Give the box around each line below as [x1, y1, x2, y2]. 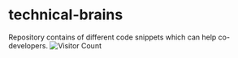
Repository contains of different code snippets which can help [8, 32, 217, 42]
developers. [8, 40, 49, 50]
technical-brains [8, 6, 123, 24]
